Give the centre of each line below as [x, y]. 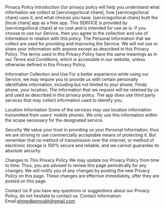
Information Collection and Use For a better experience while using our [77, 74]
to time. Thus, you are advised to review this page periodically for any [76, 165]
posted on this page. [26, 181]
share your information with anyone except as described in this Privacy [77, 49]
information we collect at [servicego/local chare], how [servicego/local [77, 12]
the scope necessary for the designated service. [54, 120]
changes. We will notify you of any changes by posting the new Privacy [78, 171]
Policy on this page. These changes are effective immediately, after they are [82, 176]
